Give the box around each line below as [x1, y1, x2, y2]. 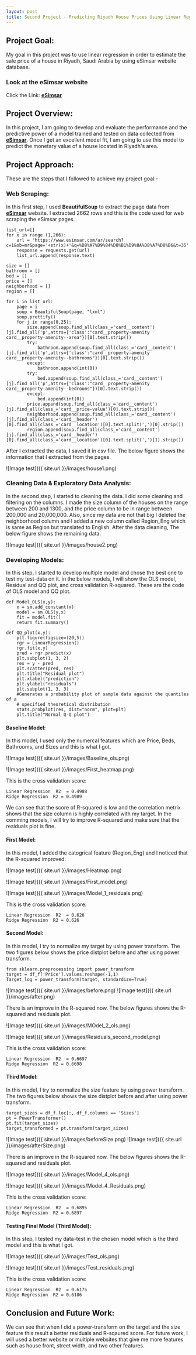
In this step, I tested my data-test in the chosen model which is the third [6, 1236, 178, 1243]
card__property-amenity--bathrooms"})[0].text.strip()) [6, 355, 145, 361]
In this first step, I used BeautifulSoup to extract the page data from [6, 203, 170, 210]
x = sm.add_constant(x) [16, 604, 75, 610]
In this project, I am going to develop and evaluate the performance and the [6, 124, 188, 131]
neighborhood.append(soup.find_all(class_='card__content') [27, 411, 176, 417]
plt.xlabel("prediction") [16, 676, 80, 682]
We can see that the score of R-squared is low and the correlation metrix [6, 804, 181, 811]
